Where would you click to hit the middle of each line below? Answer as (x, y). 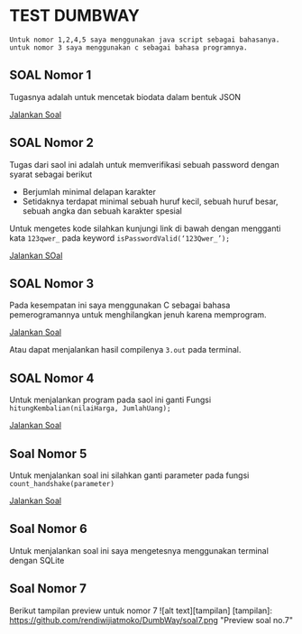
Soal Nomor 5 (48, 453)
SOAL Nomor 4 (52, 378)
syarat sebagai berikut (51, 174)
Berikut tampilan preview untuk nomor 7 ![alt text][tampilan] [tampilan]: (141, 611)
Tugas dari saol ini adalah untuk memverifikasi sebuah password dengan (144, 164)
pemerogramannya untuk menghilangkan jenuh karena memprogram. (138, 315)
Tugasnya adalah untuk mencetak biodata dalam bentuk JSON (125, 96)
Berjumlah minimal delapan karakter (89, 191)
